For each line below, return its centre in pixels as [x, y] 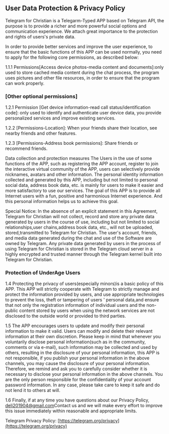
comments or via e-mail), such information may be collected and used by [81, 347]
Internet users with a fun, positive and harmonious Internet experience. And [84, 196]
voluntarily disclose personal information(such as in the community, [76, 342]
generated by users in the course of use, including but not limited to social [82, 222]
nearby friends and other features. [41, 133]
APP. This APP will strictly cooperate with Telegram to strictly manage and [82, 289]
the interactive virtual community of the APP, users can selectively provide [83, 169]
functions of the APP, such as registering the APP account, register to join [82, 164]
